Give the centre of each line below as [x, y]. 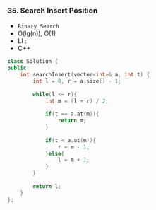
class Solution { [33, 62]
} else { [55, 153]
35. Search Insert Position [53, 11]
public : [19, 68]
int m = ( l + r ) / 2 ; [77, 101]
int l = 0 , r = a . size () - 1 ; [77, 81]
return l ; [47, 186]
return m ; [72, 121]
